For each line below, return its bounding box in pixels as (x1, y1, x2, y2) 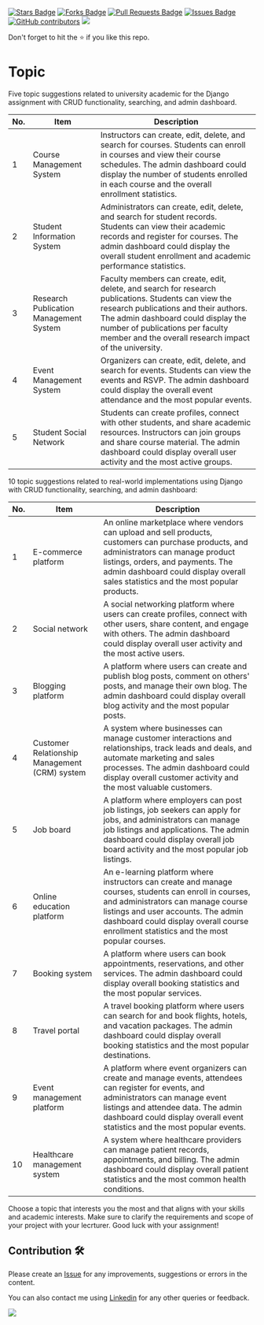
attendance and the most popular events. (100, 394, 252, 405)
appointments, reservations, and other (103, 958, 244, 969)
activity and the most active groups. (100, 456, 233, 467)
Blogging (32, 680, 67, 691)
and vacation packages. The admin (103, 1020, 233, 1031)
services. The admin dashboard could (103, 967, 243, 978)
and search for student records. (100, 211, 218, 222)
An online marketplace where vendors (103, 517, 244, 528)
